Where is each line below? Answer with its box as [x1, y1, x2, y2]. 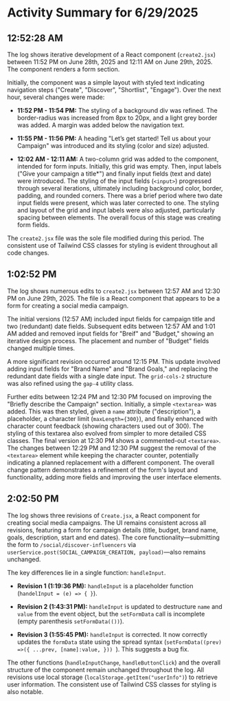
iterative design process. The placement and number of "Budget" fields [7, 336, 209, 345]
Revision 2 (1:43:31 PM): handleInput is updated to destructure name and [16, 602, 223, 610]
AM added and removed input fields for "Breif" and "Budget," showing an [7, 329, 214, 338]
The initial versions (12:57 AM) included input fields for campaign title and [7, 314, 216, 323]
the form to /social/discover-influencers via [7, 540, 137, 548]
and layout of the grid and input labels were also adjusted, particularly [16, 206, 215, 214]
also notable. [7, 687, 44, 695]
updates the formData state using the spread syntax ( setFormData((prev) [16, 638, 222, 646]
